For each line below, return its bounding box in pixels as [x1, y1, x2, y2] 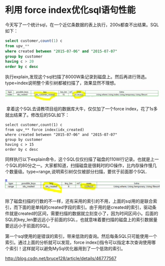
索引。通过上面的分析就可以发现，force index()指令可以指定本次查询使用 [5, 239, 152, 245]
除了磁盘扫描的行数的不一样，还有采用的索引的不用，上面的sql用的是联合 [5, 198, 153, 204]
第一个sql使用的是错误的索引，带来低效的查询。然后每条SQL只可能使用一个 [5, 233, 157, 239]
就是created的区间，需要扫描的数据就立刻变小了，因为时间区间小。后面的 [9, 210, 159, 216]
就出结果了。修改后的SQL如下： [5, 112, 70, 118]
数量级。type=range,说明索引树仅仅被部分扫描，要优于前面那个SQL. [9, 168, 147, 175]
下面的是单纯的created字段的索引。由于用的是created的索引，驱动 [18, 204, 152, 210]
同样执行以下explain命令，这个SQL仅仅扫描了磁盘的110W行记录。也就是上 [5, 156, 155, 163]
